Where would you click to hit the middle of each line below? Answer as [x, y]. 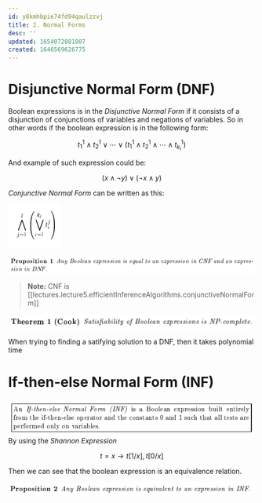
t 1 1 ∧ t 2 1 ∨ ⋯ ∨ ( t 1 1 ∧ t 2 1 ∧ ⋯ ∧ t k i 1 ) [132, 145]
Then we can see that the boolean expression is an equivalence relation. [125, 472]
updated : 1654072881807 [47, 42]
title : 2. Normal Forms [47, 25]
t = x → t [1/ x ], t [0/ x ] [132, 456]
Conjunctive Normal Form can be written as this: [86, 193]
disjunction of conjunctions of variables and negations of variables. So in [126, 120]
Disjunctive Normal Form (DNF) [112, 89]
